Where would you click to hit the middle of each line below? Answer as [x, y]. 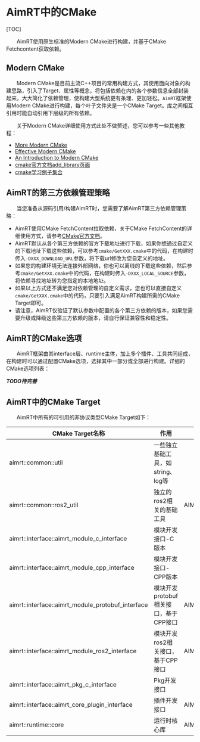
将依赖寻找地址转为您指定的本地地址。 [62, 280]
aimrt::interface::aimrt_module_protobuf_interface [79, 605]
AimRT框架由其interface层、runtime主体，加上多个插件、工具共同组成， [105, 354]
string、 [165, 472]
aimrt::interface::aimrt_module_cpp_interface [72, 568]
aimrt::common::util [36, 462]
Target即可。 [31, 303]
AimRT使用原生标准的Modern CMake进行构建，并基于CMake [92, 41]
